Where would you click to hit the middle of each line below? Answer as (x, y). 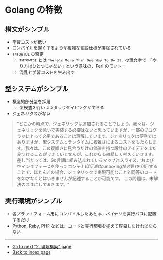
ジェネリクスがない (31, 113)
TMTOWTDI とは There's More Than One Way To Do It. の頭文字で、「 (86, 60)
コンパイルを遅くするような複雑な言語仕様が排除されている (72, 48)
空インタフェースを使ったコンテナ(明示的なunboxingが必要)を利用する (87, 166)
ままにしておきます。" (48, 184)
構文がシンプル (27, 29)
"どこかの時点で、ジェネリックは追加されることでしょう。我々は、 (83, 123)
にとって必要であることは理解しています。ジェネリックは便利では (91, 136)
